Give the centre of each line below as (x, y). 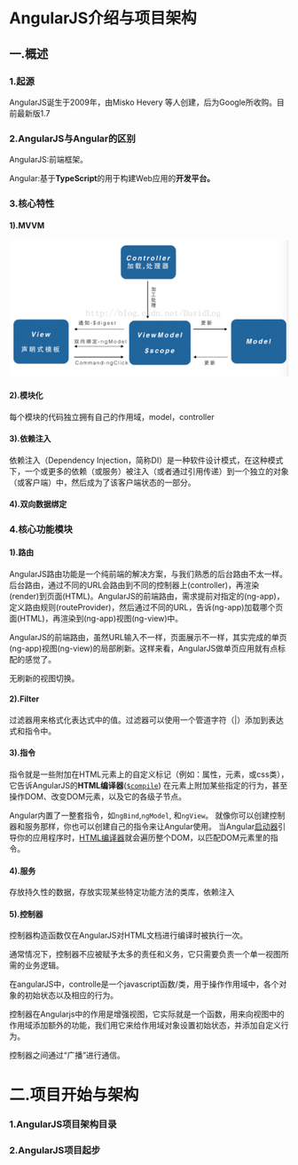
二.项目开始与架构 (74, 1094)
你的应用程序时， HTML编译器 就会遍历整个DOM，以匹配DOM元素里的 (143, 837)
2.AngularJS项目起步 (55, 1151)
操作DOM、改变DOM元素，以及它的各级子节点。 (98, 796)
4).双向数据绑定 (38, 504)
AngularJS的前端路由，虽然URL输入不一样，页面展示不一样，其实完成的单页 (148, 637)
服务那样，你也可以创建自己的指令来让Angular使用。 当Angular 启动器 (151, 826)
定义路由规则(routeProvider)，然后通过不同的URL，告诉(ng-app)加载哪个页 (146, 607)
